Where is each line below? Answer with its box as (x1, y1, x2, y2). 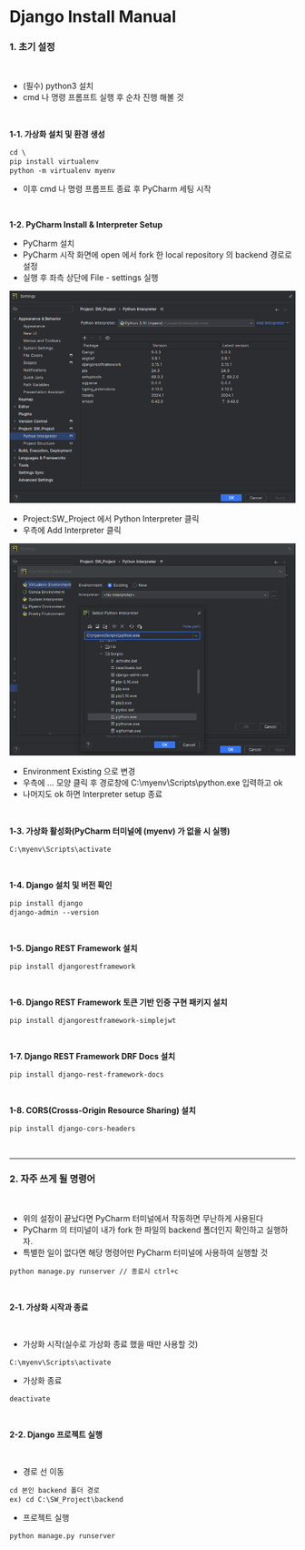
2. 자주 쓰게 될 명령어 (9, 1172, 96, 1185)
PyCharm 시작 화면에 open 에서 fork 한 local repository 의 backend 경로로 (22, 249, 292, 260)
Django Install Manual (9, 6, 177, 27)
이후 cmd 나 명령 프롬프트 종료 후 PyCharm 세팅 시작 (22, 184, 212, 195)
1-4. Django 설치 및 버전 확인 (9, 879, 113, 890)
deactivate (9, 1394, 51, 1403)
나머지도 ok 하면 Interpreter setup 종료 (22, 788, 163, 799)
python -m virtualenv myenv (9, 167, 116, 176)
